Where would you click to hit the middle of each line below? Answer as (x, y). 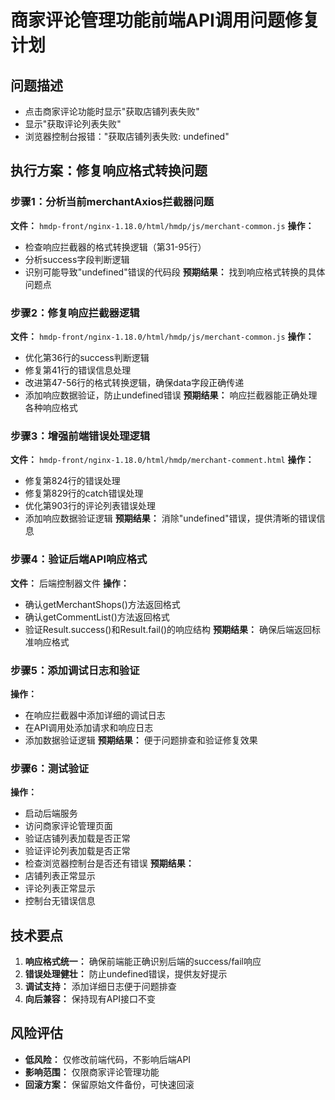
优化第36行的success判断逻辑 (87, 357)
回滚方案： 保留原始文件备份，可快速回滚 (109, 1084)
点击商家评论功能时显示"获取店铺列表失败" (112, 111)
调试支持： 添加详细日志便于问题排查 (100, 986)
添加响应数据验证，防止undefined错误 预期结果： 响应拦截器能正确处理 (171, 395)
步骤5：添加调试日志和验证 (75, 670)
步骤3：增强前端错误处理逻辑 (80, 436)
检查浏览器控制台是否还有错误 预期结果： (109, 863)
